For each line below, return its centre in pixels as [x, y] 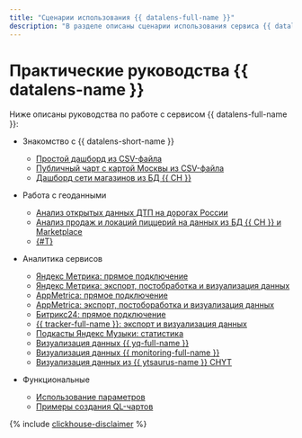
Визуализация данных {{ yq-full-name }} [112, 344]
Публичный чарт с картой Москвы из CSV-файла [130, 168]
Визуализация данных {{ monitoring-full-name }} [128, 353]
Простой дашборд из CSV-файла [99, 159]
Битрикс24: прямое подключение [101, 315]
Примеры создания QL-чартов [94, 407]
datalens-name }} [77, 89]
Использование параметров [90, 398]
